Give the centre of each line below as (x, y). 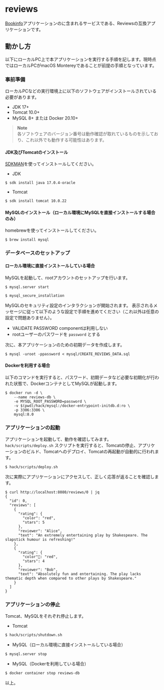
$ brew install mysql (27, 240)
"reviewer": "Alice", (40, 531)
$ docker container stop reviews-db (42, 673)
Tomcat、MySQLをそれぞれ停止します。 (46, 616)
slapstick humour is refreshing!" (40, 540)
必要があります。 (22, 97)
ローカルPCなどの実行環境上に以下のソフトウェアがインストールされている (81, 91)
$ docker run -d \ (24, 393)
